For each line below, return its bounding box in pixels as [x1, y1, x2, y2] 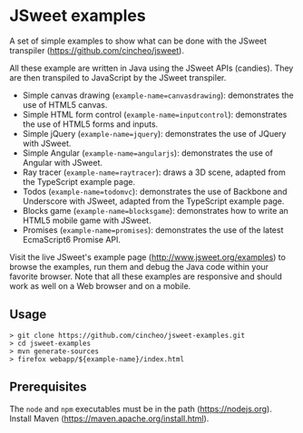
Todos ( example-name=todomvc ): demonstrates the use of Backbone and [22, 186, 288, 197]
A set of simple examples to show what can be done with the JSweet [9, 35, 268, 46]
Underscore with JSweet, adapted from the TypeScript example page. [22, 196, 285, 207]
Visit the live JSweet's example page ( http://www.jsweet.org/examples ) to [9, 251, 286, 263]
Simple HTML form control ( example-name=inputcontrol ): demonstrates [22, 109, 288, 120]
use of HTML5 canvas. [22, 99, 108, 110]
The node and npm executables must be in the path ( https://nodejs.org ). [9, 403, 272, 414]
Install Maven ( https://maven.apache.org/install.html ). [9, 413, 210, 424]
